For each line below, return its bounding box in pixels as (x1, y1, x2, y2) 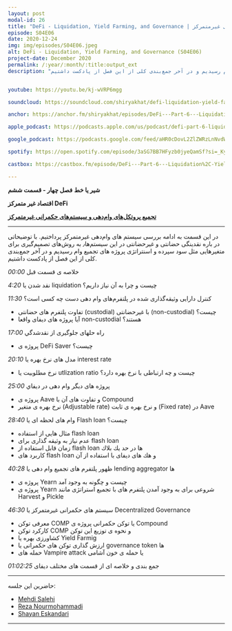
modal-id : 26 (8, 17, 45, 23)
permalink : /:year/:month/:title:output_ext (8, 61, 138, 68)
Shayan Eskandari (17, 609, 70, 617)
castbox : (8, 161, 33, 167)
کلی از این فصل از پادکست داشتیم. (8, 254, 97, 262)
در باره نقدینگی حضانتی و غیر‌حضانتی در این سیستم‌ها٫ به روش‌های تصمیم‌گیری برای (8, 239, 220, 248)
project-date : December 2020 (8, 55, 92, 62)
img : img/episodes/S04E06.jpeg (8, 42, 98, 49)
